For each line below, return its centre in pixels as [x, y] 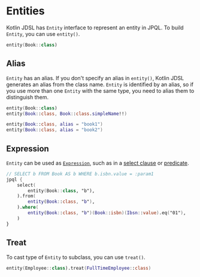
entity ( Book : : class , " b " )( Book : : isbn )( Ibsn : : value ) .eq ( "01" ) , [107, 213]
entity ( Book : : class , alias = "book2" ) [54, 130]
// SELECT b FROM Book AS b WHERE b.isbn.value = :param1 [80, 174]
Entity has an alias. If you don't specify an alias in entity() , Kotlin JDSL [95, 78]
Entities [25, 11]
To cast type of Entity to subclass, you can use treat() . [76, 257]
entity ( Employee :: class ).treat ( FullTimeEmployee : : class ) [79, 268]
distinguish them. [28, 97]
